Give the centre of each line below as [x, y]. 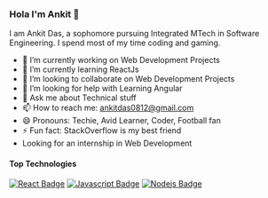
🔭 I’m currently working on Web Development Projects [121, 60]
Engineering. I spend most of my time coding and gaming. [115, 43]
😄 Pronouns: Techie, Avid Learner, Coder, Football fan [122, 121]
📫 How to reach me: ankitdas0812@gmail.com [108, 108]
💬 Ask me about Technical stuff [79, 98]
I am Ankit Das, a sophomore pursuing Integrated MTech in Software [134, 34]
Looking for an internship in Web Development [107, 143]
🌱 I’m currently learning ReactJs [80, 69]
